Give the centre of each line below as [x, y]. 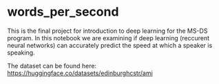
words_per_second [63, 12]
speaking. [21, 53]
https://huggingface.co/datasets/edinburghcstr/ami [80, 73]
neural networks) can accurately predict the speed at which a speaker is [110, 45]
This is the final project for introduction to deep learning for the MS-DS [107, 31]
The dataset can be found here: [52, 66]
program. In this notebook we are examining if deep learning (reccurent [108, 38]
